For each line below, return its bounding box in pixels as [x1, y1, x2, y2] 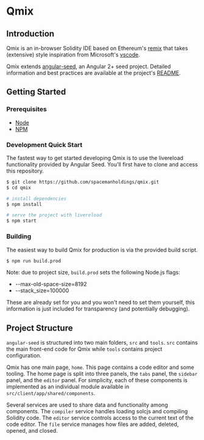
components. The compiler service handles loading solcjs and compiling [6, 408, 188, 415]
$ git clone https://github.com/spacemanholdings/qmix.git [6, 179, 160, 185]
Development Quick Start [6, 140, 83, 149]
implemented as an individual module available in [6, 383, 130, 390]
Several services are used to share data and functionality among [6, 401, 169, 408]
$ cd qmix [6, 184, 32, 191]
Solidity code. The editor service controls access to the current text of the [6, 414, 194, 422]
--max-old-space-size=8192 [15, 281, 87, 288]
